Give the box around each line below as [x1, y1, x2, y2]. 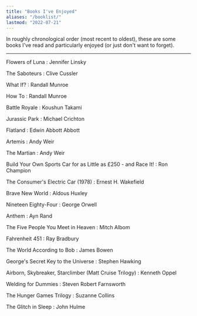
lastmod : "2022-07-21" [6, 19, 62, 25]
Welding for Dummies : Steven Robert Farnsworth [6, 281, 126, 288]
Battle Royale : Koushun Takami [6, 104, 82, 111]
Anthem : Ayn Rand [6, 212, 53, 220]
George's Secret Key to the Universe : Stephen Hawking [6, 258, 142, 265]
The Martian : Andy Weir [6, 149, 65, 157]
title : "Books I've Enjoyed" [6, 8, 77, 15]
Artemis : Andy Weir [6, 138, 55, 145]
